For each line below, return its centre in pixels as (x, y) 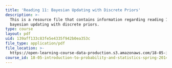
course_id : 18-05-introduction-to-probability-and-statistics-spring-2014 (87, 58)
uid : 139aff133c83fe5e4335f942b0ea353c (48, 39)
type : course (19, 29)
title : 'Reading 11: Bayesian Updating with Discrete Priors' (73, 10)
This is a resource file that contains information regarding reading (87, 19)
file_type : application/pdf (35, 43)
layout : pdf (18, 34)
